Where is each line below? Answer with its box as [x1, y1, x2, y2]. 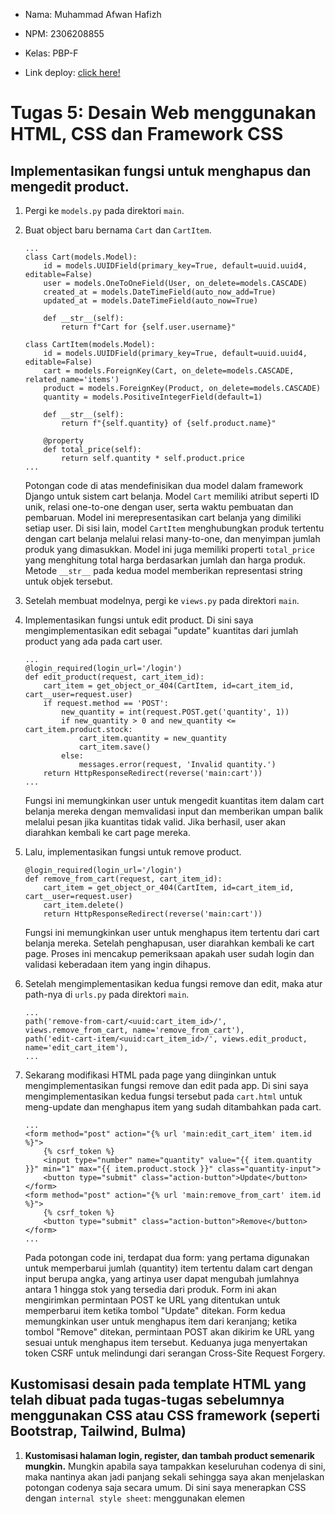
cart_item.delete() [43, 900, 125, 910]
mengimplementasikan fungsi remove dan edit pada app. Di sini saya [24, 1080, 309, 1091]
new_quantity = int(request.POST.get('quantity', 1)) [61, 707, 290, 717]
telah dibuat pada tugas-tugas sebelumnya [10, 1392, 285, 1409]
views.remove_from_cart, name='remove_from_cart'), [24, 1025, 245, 1035]
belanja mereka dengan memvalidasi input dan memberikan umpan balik [24, 805, 324, 817]
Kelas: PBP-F [24, 47, 79, 59]
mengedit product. [10, 178, 130, 195]
